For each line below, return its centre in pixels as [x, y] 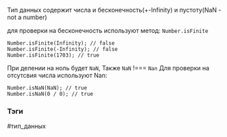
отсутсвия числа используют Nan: [57, 75]
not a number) [27, 17]
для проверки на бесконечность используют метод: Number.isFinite [108, 31]
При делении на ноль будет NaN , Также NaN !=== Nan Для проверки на [108, 68]
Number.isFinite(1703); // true [53, 55]
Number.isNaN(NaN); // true [47, 88]
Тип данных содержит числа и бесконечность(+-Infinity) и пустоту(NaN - [114, 10]
